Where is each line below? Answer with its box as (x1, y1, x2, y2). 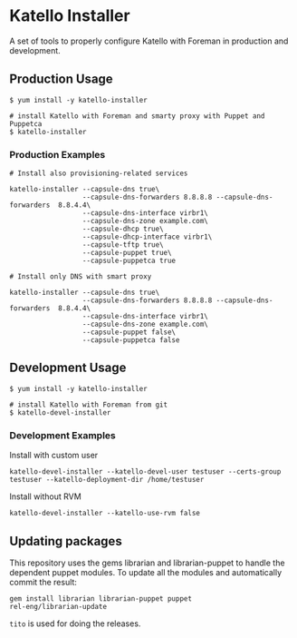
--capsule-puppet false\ (81, 328, 177, 337)
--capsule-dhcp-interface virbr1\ (81, 232, 213, 241)
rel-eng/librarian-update (9, 602, 107, 611)
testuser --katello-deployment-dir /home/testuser (9, 476, 205, 485)
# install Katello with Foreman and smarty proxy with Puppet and (9, 111, 265, 121)
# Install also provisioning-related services (9, 169, 188, 178)
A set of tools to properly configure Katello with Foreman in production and (9, 35, 289, 46)
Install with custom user (9, 450, 99, 461)
